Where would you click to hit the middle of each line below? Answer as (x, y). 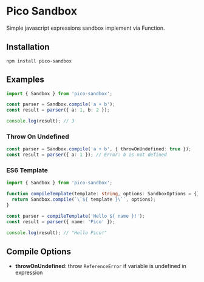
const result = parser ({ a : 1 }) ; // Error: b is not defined (87, 155)
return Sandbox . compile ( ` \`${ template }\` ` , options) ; (84, 200)
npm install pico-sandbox (39, 61)
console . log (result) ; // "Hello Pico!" (57, 233)
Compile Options (39, 251)
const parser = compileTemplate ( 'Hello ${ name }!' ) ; (76, 216)
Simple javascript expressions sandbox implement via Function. (86, 28)
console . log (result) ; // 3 (40, 121)
